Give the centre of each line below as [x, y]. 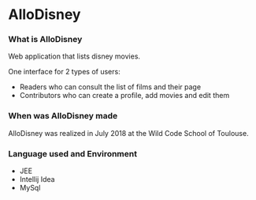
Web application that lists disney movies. [74, 56]
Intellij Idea [37, 179]
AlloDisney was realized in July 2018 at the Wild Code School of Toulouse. [129, 133]
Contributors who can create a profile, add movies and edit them [124, 96]
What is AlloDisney [45, 40]
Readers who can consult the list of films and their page [110, 87]
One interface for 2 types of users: [64, 72]
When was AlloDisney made [63, 116]
